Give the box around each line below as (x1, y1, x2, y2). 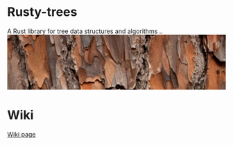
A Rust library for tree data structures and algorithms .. (7, 27, 163, 35)
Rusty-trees (7, 4, 78, 20)
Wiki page (7, 130, 36, 138)
